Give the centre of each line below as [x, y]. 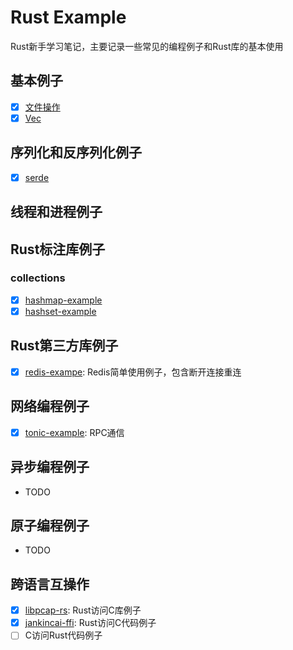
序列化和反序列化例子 [76, 152]
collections [38, 278]
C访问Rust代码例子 [63, 635]
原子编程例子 [50, 525]
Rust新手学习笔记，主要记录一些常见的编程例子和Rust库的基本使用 [147, 46]
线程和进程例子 [56, 212]
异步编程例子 [50, 467]
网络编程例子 [50, 406]
